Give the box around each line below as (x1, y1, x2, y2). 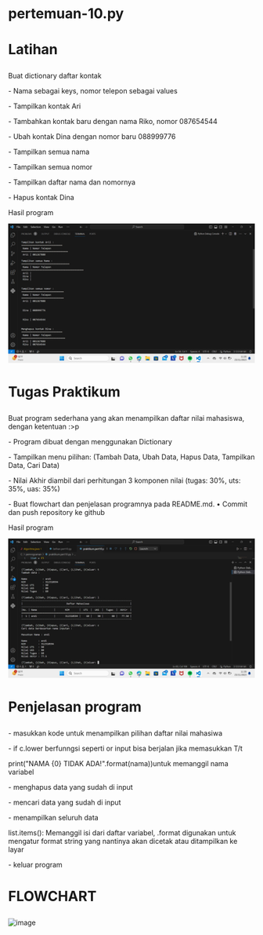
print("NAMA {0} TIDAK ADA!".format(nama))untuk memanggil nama (8, 758, 229, 768)
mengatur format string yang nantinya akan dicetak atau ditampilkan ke (8, 836, 238, 846)
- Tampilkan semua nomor (8, 163, 93, 172)
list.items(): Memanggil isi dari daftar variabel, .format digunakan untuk (8, 827, 236, 837)
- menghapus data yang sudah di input (8, 782, 133, 791)
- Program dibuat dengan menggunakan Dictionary (8, 437, 172, 447)
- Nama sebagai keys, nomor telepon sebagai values (8, 86, 178, 96)
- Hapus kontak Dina (8, 193, 74, 203)
